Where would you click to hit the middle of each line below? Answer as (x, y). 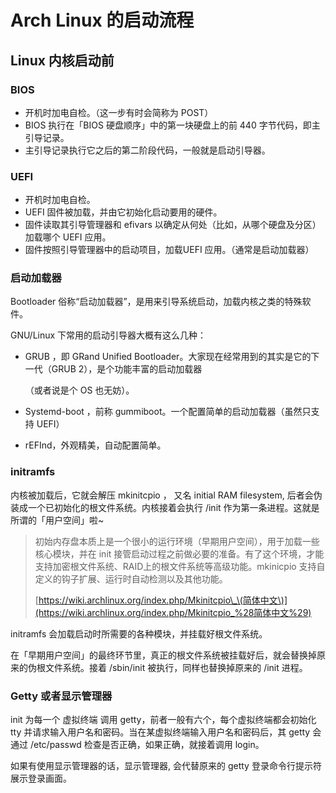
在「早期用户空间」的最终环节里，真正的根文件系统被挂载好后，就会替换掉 (163, 655)
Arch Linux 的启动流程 (102, 20)
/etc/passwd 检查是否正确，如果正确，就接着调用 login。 (147, 745)
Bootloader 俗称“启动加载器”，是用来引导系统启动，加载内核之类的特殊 (156, 302)
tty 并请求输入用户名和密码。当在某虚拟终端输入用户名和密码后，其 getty (160, 732)
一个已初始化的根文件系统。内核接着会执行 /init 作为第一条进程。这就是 (173, 507)
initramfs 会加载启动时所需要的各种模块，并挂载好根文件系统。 (139, 633)
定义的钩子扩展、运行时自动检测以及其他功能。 (131, 578)
